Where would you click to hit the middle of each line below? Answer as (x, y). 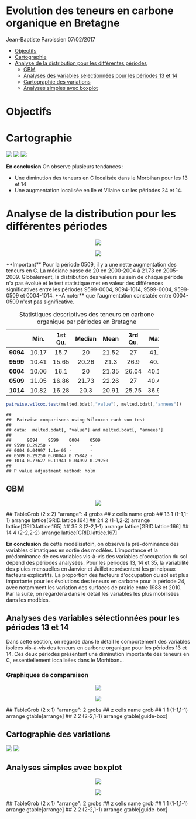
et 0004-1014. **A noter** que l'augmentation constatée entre (96, 296)
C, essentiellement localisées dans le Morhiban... (65, 660)
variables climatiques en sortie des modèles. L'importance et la (82, 550)
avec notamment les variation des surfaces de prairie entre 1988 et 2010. (94, 587)
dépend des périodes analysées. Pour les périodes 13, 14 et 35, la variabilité (97, 562)
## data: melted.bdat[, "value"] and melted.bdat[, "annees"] (85, 430)
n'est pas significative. (47, 302)
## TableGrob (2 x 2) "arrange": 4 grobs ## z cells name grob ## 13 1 (90, 514)
